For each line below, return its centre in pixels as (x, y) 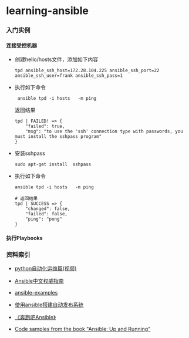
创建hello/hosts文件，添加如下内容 (56, 59)
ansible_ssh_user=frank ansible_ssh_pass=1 (69, 76)
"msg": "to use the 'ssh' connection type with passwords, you (104, 131)
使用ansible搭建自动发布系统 (49, 305)
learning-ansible (48, 11)
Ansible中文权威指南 (39, 281)
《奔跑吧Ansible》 (35, 317)
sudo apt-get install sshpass (53, 165)
